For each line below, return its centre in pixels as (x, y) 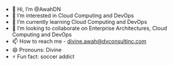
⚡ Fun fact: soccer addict (43, 56)
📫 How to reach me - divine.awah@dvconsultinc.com (79, 41)
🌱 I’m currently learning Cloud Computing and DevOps (80, 22)
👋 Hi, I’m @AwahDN (36, 9)
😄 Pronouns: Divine (37, 50)
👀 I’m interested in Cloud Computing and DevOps (73, 16)
